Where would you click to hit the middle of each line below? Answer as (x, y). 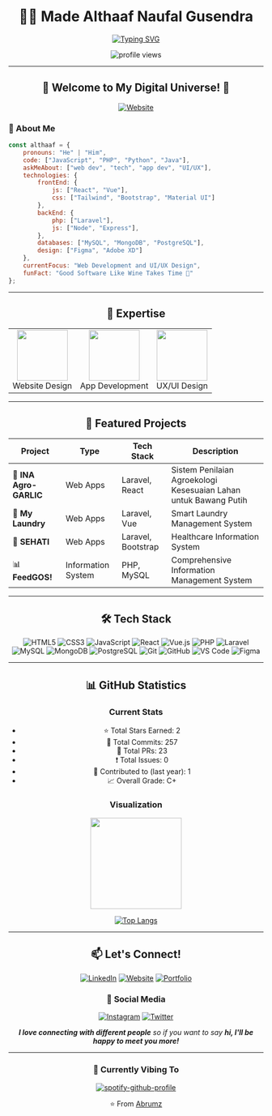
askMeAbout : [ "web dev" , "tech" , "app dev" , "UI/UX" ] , (117, 168)
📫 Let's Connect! (136, 954)
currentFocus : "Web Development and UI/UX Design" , (112, 266)
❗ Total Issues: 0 (142, 759)
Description (215, 451)
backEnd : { (56, 213)
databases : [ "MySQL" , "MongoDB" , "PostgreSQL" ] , (121, 243)
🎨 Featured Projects (136, 423)
